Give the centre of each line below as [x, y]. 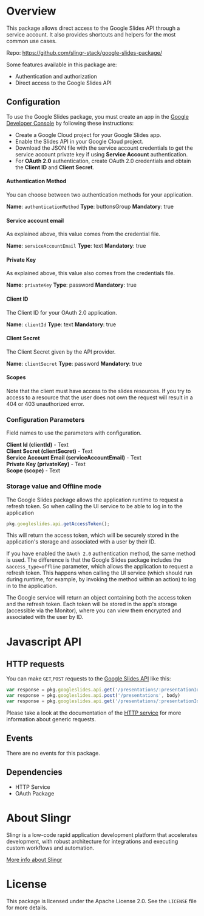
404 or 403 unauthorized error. [46, 404]
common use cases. [32, 41]
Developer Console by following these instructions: [70, 123]
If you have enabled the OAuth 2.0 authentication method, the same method [101, 554]
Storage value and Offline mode [54, 486]
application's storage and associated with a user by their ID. [81, 542]
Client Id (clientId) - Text [37, 445]
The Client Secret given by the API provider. [61, 352]
